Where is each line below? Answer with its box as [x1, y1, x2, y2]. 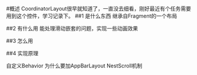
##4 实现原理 [6, 50, 38, 57]
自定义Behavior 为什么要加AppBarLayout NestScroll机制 [6, 62, 143, 69]
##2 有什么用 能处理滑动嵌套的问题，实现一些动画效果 [6, 25, 138, 32]
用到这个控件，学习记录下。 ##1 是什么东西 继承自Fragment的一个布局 [6, 12, 177, 19]
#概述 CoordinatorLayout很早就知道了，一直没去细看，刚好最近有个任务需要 [6, 5, 191, 12]
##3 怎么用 [6, 37, 34, 44]
